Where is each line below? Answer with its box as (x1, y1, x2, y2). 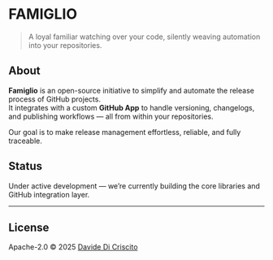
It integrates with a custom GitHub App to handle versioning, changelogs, (8, 102, 255, 112)
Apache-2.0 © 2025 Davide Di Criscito (8, 242, 138, 252)
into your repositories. (28, 40, 102, 50)
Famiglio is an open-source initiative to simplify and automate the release (8, 85, 254, 95)
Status (8, 159, 43, 173)
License (8, 220, 50, 234)
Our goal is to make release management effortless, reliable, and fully (8, 127, 241, 136)
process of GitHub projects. (8, 94, 102, 104)
